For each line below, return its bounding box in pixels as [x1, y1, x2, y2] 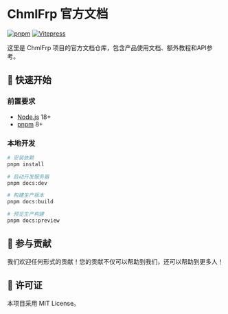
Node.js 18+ [16, 113, 52, 121]
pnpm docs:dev [7, 179, 48, 186]
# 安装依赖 [7, 154, 34, 161]
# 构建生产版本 [7, 192, 45, 199]
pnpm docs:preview [7, 217, 60, 224]
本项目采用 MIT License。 [7, 299, 80, 307]
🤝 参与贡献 [7, 238, 52, 249]
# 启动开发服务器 [7, 173, 49, 180]
